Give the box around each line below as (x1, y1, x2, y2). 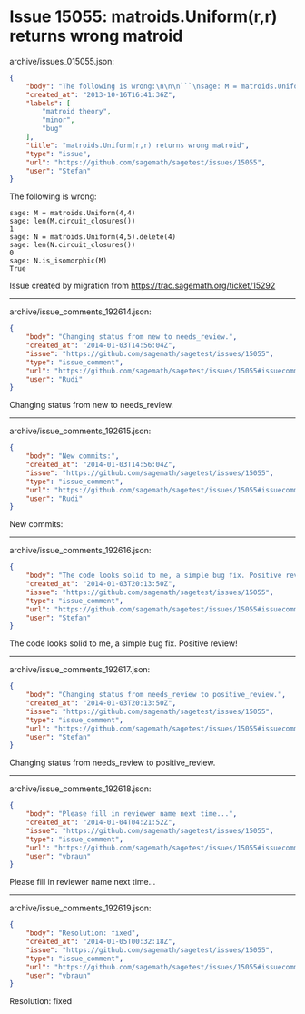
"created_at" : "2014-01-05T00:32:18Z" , (25, 938, 177, 947)
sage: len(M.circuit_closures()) (9, 216, 136, 226)
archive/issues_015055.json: (9, 55, 115, 66)
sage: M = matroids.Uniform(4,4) (9, 209, 136, 218)
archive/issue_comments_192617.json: (9, 664, 151, 675)
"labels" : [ (25, 98, 71, 108)
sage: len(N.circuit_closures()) (9, 241, 136, 250)
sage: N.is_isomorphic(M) (9, 256, 107, 265)
